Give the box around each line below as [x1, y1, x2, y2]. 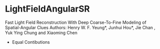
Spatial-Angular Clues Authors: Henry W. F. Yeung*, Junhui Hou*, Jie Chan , [5, 24, 156, 30]
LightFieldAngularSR [5, 3, 90, 15]
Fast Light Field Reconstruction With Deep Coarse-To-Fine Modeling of [5, 19, 146, 25]
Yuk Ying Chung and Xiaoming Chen [5, 30, 77, 35]
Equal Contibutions [12, 39, 50, 45]
